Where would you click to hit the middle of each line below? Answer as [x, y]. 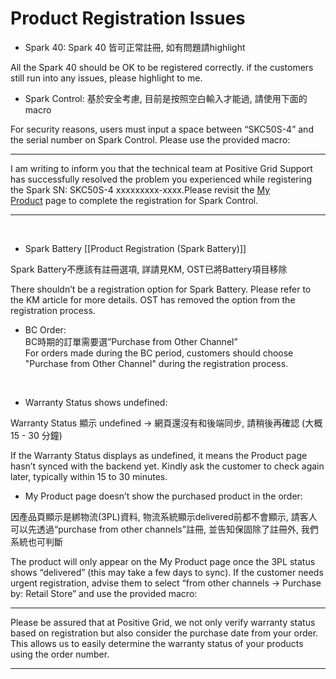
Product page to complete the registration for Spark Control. [134, 200]
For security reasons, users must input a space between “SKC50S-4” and [162, 129]
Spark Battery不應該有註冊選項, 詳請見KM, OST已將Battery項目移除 [149, 269]
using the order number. [60, 654]
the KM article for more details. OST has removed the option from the [153, 299]
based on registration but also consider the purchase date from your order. [164, 633]
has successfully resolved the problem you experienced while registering [161, 179]
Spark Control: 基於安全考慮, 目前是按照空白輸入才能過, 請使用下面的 [166, 98]
